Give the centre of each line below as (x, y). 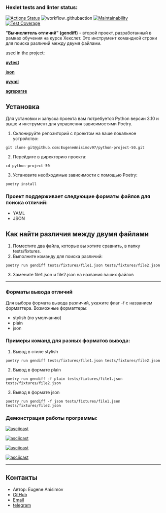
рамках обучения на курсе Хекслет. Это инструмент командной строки (81, 38)
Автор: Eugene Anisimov (38, 489)
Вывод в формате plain (37, 369)
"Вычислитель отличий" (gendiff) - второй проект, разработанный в (79, 33)
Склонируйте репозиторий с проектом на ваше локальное (74, 133)
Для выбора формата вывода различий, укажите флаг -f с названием (79, 303)
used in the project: (25, 53)
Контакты (21, 477)
